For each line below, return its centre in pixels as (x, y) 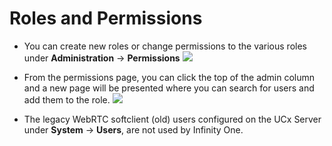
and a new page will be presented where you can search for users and (169, 88)
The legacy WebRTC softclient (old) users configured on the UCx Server (172, 119)
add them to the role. (67, 99)
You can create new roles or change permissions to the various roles (165, 46)
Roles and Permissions (106, 18)
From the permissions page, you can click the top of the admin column (169, 77)
